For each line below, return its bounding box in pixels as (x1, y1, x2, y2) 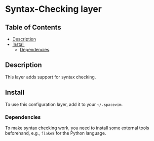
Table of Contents (5, 23, 62, 32)
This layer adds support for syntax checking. (5, 74, 96, 80)
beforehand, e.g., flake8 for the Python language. (5, 130, 106, 136)
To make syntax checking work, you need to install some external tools (5, 125, 150, 131)
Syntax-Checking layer (5, 3, 102, 15)
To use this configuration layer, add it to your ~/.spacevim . (5, 101, 123, 107)
